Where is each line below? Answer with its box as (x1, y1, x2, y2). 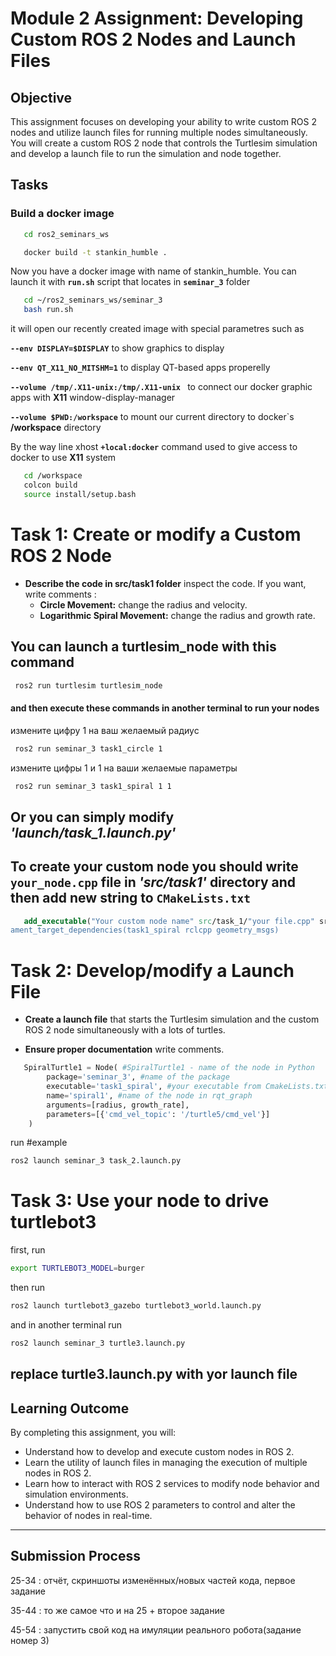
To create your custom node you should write (10, 858, 299, 876)
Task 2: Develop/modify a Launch (10, 959, 295, 982)
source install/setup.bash (23, 489, 137, 499)
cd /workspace (23, 471, 83, 481)
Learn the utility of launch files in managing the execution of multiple (24, 1457, 308, 1469)
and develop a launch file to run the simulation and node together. (10, 148, 282, 159)
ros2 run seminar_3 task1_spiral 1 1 (14, 781, 172, 791)
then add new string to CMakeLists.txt (10, 890, 251, 907)
